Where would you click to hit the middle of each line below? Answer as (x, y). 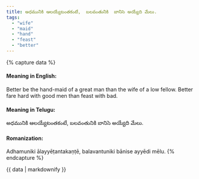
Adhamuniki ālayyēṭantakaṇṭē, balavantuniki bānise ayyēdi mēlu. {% (90, 151)
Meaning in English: (32, 76)
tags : (13, 17)
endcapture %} (25, 158)
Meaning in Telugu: (31, 109)
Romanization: (25, 138)
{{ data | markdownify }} (36, 169)
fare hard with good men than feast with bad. (62, 96)
